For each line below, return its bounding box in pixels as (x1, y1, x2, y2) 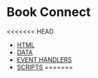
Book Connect (6, 4, 91, 20)
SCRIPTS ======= (16, 63, 73, 71)
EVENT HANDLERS (16, 55, 72, 63)
